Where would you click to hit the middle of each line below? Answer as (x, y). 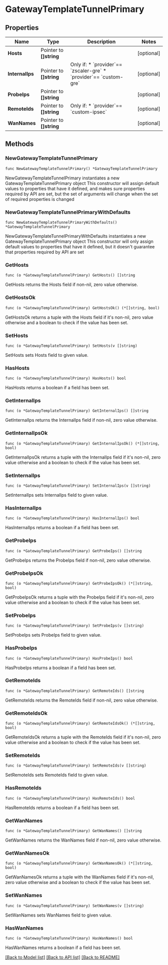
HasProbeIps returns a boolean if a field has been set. (61, 668)
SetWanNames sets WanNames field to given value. (58, 915)
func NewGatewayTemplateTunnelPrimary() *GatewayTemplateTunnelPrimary (81, 168)
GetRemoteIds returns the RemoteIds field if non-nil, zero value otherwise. (82, 700)
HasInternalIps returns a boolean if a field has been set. (62, 528)
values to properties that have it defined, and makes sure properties (75, 188)
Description (101, 42)
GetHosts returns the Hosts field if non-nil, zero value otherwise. (72, 285)
